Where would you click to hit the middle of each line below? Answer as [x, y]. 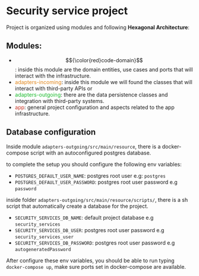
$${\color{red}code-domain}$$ [104, 60]
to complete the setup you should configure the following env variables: [94, 164]
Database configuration [51, 132]
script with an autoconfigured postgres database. [91, 153]
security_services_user [44, 237]
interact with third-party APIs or [53, 88]
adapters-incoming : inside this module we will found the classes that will [104, 82]
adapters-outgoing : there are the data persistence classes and [91, 94]
